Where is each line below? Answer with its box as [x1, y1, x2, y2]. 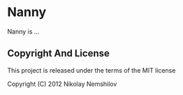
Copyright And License [7, 47, 110, 59]
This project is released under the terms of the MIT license [7, 66, 176, 74]
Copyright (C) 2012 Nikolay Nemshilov [7, 80, 117, 88]
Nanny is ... [7, 27, 40, 36]
